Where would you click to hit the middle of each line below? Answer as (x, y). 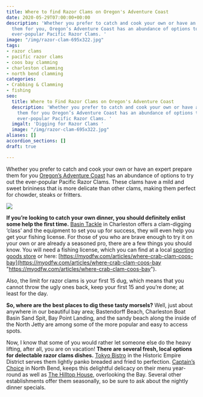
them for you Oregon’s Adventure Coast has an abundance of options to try (100, 175)
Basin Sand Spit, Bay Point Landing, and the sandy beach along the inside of (101, 318)
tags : (13, 46)
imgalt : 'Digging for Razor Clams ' (58, 124)
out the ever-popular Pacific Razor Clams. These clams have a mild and (95, 182)
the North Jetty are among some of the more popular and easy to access (97, 324)
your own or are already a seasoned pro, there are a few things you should (99, 243)
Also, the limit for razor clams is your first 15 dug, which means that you (95, 281)
